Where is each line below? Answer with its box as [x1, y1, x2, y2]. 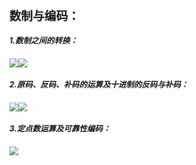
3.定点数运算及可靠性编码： [9, 123, 111, 134]
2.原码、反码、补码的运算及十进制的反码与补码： [9, 78, 189, 89]
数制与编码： [9, 8, 80, 24]
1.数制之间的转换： [9, 35, 78, 45]
